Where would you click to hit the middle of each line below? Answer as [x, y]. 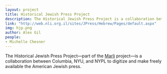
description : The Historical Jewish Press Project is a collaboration [80, 19]
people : [13, 37]
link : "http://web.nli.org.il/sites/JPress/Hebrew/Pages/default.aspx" [81, 23]
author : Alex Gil [23, 33]
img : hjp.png [19, 28]
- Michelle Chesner [25, 42]
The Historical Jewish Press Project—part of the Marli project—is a [74, 56]
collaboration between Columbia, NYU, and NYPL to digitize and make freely [83, 61]
